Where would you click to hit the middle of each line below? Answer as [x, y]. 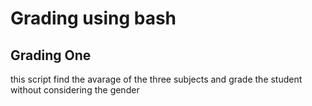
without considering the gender [75, 90]
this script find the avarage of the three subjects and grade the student [156, 79]
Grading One [51, 55]
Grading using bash [93, 18]
